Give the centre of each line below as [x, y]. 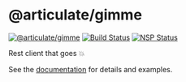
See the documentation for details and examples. [91, 69]
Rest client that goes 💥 [47, 53]
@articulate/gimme [75, 15]
